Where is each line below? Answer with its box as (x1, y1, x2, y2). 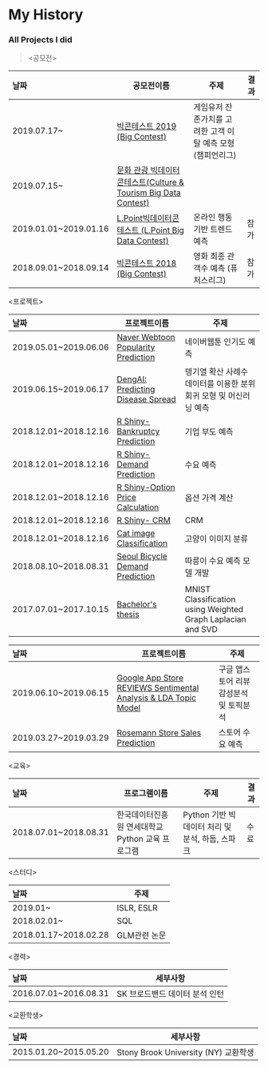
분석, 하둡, (183, 834, 219, 845)
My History (8, 6, 84, 24)
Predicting (116, 384, 156, 395)
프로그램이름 (123, 788, 169, 799)
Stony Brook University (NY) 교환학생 (116, 1047, 254, 1058)
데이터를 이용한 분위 (184, 378, 256, 390)
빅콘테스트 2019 (116, 121, 177, 132)
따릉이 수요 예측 (184, 555, 241, 567)
